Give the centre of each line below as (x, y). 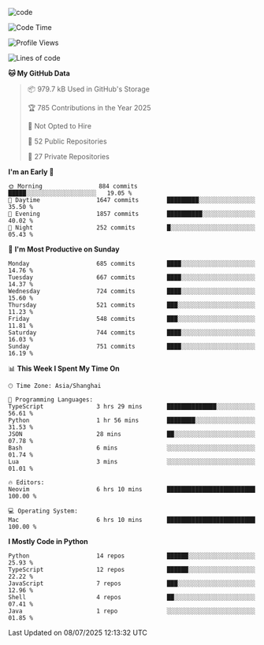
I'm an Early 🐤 (31, 172)
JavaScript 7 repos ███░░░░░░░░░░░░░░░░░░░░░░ (132, 583)
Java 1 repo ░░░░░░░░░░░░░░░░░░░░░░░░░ (132, 611)
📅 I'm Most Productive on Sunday (64, 249)
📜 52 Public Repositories (67, 141)
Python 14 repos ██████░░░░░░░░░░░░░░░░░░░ (132, 556)
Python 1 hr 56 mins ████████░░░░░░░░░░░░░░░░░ (132, 420)
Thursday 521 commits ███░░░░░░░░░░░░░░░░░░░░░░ (132, 305)
